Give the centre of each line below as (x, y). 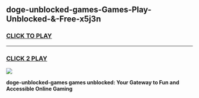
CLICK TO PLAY (29, 36)
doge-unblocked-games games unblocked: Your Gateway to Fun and (93, 82)
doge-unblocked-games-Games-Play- (79, 10)
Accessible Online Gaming (39, 88)
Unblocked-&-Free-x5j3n (54, 19)
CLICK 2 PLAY (27, 58)
